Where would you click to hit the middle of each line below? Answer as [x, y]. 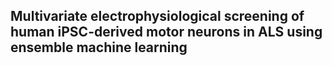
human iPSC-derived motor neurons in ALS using [166, 32]
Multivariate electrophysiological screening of [157, 16]
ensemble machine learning [99, 47]
